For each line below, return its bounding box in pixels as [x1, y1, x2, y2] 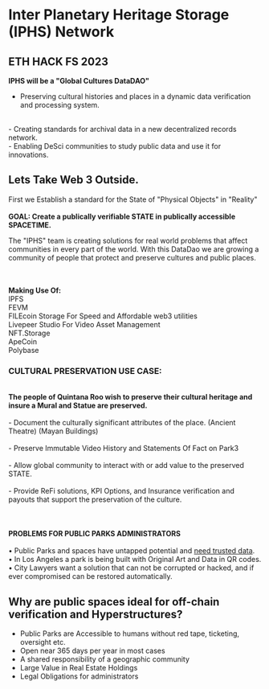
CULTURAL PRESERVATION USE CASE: [8, 365, 162, 376]
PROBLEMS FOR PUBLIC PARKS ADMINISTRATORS [8, 529, 181, 539]
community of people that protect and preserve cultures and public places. [8, 252, 257, 262]
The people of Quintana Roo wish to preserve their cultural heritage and [8, 392, 253, 402]
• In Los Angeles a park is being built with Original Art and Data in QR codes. [8, 555, 262, 564]
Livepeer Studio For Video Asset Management [8, 319, 161, 329]
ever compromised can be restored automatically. [8, 572, 173, 581]
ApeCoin [8, 336, 38, 347]
